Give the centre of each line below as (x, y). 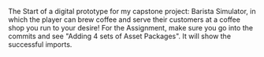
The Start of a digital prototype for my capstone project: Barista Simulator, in (132, 11)
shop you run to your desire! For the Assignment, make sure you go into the (131, 28)
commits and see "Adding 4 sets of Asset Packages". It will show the (119, 36)
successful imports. (40, 45)
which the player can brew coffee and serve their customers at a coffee (124, 20)
